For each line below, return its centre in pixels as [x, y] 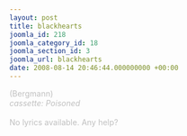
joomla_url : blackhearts [56, 59]
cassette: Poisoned [45, 103]
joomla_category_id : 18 [54, 43]
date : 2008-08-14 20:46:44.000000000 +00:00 [94, 68]
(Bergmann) [31, 93]
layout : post [34, 18]
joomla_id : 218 [38, 34]
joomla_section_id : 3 [50, 51]
